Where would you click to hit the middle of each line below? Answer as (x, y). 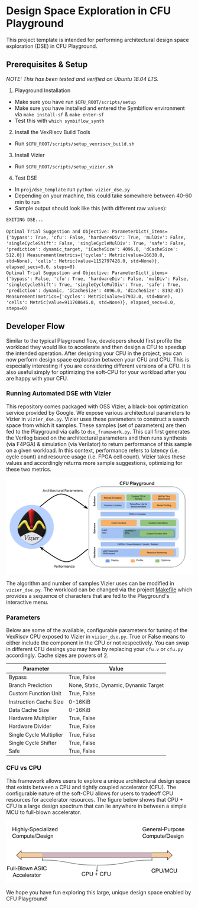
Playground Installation (43, 90)
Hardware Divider (30, 726)
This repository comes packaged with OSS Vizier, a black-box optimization (97, 406)
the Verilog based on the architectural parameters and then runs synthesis (97, 438)
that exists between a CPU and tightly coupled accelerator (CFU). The (91, 787)
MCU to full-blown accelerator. (44, 812)
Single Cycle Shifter (33, 743)
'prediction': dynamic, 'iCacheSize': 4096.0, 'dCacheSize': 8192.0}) (95, 291)
